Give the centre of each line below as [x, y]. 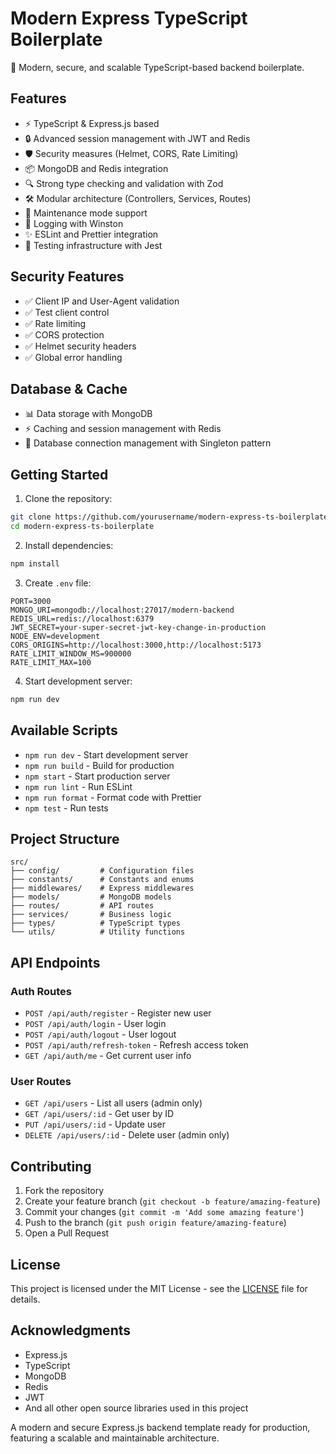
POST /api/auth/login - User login [95, 1023]
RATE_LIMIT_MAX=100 [51, 662]
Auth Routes [41, 991]
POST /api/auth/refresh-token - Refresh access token [136, 1045]
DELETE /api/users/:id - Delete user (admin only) [127, 1135]
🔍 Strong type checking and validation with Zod [124, 183]
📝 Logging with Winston [74, 223]
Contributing [51, 1166]
